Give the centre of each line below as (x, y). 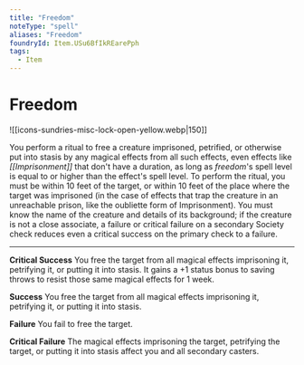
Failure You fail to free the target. (71, 323)
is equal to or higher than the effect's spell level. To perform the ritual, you (147, 176)
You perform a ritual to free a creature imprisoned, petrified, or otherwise (146, 147)
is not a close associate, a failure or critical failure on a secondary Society (147, 224)
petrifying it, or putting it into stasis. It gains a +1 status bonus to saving (142, 269)
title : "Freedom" (42, 18)
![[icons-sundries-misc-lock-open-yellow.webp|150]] (109, 130)
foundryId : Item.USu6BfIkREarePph (75, 43)
